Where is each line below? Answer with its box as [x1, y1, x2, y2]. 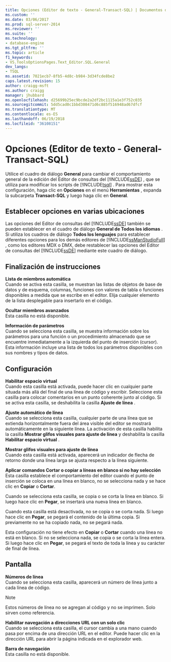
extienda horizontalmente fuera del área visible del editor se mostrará [5, 421, 151, 426]
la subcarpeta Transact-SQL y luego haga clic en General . [5, 192, 129, 199]
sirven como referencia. [5, 610, 55, 616]
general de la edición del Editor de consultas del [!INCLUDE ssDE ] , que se [5, 176, 160, 182]
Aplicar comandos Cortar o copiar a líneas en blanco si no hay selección [5, 467, 161, 473]
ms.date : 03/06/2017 [5, 17, 49, 22]
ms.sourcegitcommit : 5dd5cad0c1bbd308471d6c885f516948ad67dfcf [5, 102, 142, 107]
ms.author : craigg [5, 88, 44, 93]
